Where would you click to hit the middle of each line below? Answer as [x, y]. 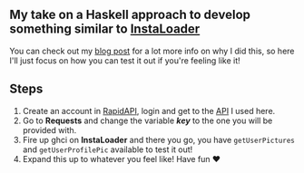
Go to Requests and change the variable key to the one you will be [147, 120]
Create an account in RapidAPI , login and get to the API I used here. [149, 111]
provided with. [49, 130]
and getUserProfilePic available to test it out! [108, 149]
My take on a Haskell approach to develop [130, 15]
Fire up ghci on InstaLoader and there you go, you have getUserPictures [158, 139]
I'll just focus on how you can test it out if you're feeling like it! [125, 60]
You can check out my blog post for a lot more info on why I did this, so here [152, 51]
